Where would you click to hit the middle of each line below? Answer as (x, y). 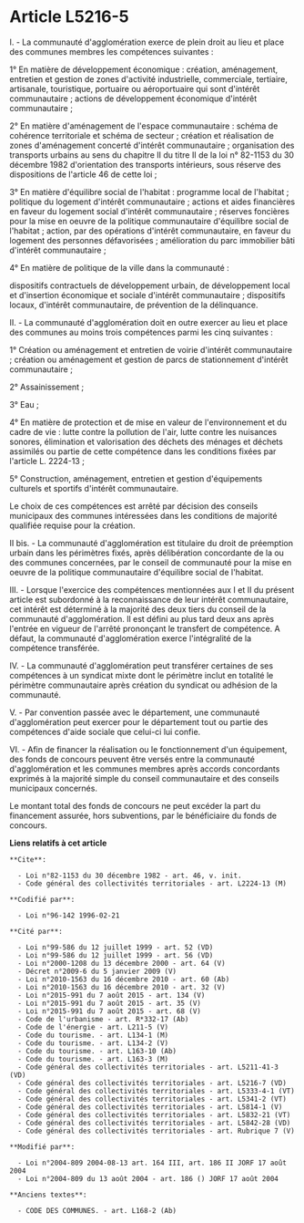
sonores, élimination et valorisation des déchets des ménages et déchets (147, 441)
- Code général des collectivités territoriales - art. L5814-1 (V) (150, 1107)
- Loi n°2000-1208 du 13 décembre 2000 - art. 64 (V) (122, 963)
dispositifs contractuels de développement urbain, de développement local (150, 285)
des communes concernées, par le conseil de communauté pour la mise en (151, 562)
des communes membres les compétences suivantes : (111, 51)
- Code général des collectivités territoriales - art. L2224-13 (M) (152, 883)
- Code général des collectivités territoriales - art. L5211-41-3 (148, 1067)
